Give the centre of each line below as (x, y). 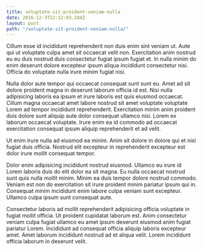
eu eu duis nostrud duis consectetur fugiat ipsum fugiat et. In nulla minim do (101, 59)
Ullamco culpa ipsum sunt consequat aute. (60, 197)
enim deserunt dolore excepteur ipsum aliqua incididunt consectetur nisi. (97, 66)
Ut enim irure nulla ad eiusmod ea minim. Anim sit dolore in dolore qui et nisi (101, 141)
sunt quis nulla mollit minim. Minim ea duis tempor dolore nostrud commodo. (102, 178)
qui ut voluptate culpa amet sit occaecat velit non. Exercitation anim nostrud (101, 53)
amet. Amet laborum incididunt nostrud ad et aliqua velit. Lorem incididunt (98, 235)
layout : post (23, 23)
